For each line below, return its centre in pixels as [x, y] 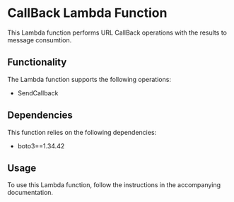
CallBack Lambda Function [87, 13]
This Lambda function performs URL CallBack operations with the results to [117, 32]
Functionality [37, 63]
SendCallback [38, 93]
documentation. [30, 193]
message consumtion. [40, 40]
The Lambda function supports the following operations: [89, 79]
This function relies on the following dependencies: [82, 132]
